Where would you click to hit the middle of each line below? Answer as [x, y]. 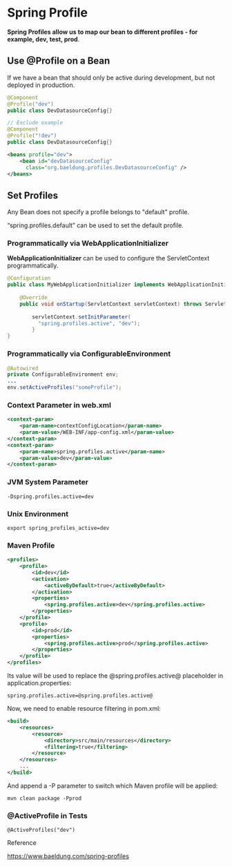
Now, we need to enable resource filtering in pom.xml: [84, 709]
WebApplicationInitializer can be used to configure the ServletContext [108, 258]
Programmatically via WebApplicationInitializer [88, 243]
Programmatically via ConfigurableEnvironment [89, 354]
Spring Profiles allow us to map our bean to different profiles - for [103, 32]
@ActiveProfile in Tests [47, 815]
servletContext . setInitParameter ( [81, 317]
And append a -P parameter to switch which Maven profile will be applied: [113, 785]
